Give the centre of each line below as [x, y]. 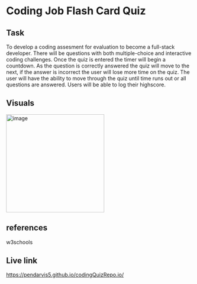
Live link [22, 261]
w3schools [20, 242]
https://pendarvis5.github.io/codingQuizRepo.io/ [65, 275]
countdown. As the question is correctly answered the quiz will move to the [98, 66]
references [27, 228]
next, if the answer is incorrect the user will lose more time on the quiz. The [98, 72]
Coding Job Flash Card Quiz [76, 11]
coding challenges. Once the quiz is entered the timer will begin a [86, 59]
